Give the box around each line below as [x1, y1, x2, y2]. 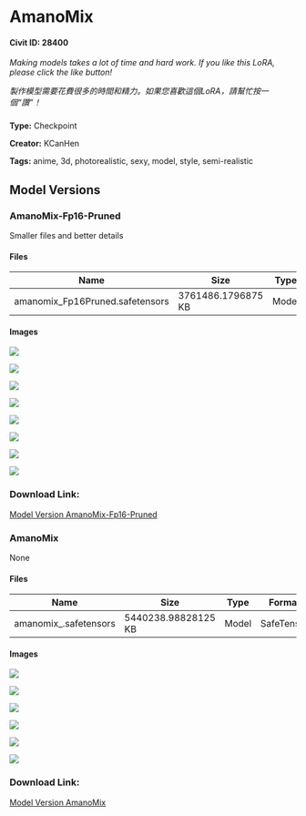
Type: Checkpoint [9, 120, 77, 131]
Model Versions [9, 182, 101, 198]
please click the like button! [9, 66, 113, 78]
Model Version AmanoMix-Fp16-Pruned [9, 508, 158, 520]
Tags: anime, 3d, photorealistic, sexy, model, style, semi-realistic [9, 156, 253, 167]
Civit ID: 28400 [9, 36, 69, 47]
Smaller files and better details [9, 230, 124, 240]
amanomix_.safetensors [14, 617, 116, 630]
